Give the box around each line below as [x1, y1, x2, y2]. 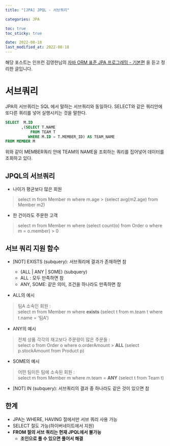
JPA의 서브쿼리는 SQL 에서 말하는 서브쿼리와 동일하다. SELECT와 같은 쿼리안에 [5, 103, 163, 109]
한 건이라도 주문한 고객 [12, 213, 58, 219]
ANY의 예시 [12, 325, 37, 332]
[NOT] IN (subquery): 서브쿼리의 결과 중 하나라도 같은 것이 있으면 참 [12, 385, 150, 391]
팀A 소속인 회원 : [17, 302, 51, 309]
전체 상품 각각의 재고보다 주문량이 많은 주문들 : [17, 336, 110, 342]
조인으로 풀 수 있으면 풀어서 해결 [20, 435, 83, 441]
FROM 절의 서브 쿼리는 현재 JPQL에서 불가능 [12, 429, 102, 435]
